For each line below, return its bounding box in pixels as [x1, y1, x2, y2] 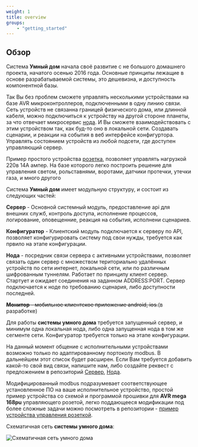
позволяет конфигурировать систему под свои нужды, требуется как [6, 234, 182, 241]
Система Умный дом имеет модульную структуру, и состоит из [6, 186, 168, 193]
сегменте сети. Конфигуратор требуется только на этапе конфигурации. [6, 332, 190, 339]
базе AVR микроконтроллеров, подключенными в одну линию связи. [6, 100, 181, 107]
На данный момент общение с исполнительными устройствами [6, 343, 168, 350]
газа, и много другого [6, 175, 61, 182]
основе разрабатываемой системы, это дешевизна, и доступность [6, 75, 176, 83]
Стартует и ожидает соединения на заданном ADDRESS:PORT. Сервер [6, 277, 186, 284]
